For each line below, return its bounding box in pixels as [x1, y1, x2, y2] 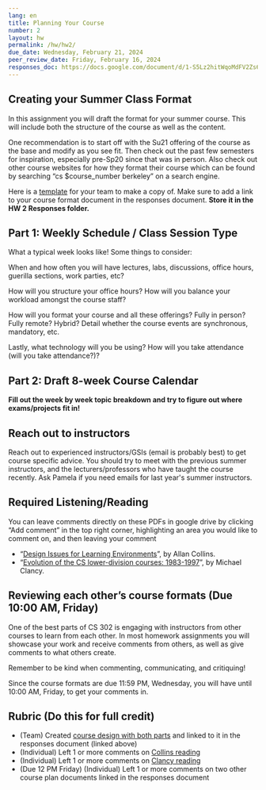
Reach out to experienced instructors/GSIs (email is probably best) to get [8, 447, 247, 457]
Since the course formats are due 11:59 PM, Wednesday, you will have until [8, 678, 252, 688]
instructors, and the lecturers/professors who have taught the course [8, 465, 234, 474]
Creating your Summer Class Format [8, 93, 192, 106]
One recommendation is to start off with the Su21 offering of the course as [8, 137, 251, 147]
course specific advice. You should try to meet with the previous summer [8, 456, 247, 465]
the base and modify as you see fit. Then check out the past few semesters [8, 146, 255, 155]
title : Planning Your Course [8, 19, 104, 27]
